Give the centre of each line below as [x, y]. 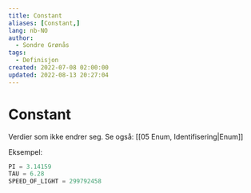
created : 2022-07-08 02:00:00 [59, 68]
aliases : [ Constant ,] [44, 23]
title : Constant [35, 16]
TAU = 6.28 [26, 174]
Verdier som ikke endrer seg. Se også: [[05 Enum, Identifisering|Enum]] [126, 136]
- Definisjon [37, 61]
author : [21, 38]
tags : [17, 53]
